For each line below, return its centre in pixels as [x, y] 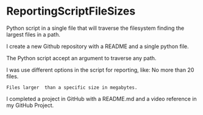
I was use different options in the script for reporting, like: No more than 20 [100, 70]
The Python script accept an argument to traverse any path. [81, 58]
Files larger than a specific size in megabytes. [72, 87]
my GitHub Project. [30, 105]
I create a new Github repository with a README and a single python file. [98, 46]
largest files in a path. [34, 34]
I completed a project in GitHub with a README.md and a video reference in [101, 99]
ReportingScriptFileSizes [71, 11]
